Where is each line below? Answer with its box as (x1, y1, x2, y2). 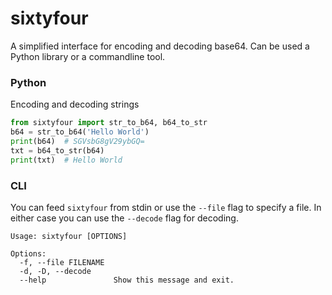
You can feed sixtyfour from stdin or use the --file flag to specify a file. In (10, 201, 322, 213)
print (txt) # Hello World (10, 155, 123, 165)
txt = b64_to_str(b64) (10, 145, 105, 156)
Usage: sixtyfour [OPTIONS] (10, 231, 128, 241)
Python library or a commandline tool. (10, 50, 166, 62)
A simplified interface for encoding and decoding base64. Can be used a (10, 40, 310, 52)
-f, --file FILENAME (19, 257, 105, 267)
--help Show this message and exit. (19, 275, 235, 285)
